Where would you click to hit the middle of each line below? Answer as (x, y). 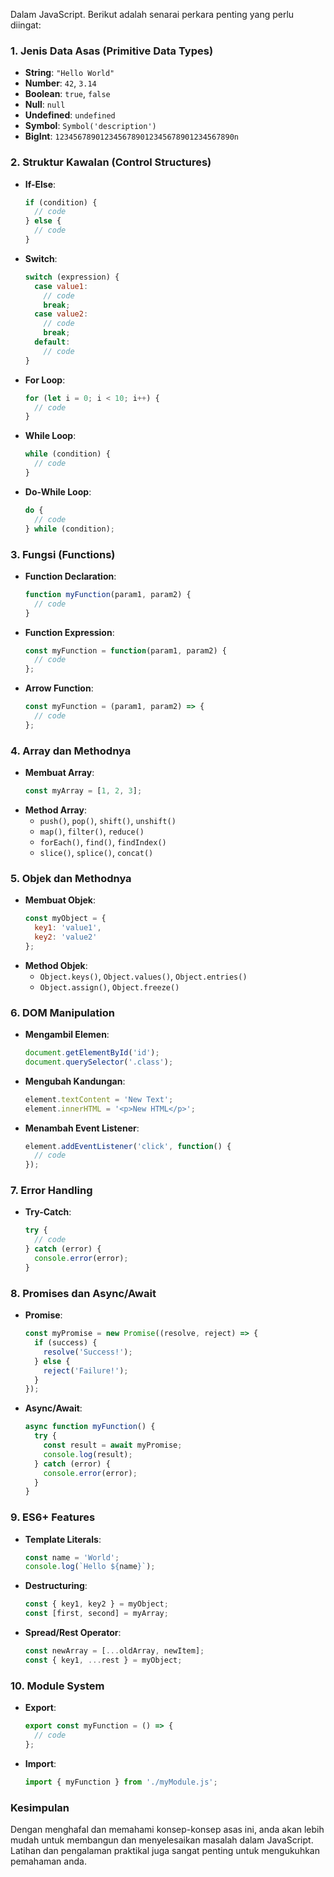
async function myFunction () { (90, 1427)
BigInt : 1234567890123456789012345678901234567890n (131, 136)
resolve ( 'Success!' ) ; (88, 1352)
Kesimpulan (40, 1807)
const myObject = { (65, 919)
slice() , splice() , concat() (96, 852)
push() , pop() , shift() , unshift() (108, 820)
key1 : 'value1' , (68, 928)
